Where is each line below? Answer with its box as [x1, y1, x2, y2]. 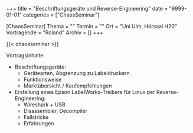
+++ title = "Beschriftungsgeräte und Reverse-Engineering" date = [6, 5, 168, 12]
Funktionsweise [23, 76, 62, 83]
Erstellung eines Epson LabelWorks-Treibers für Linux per [14, 89, 155, 95]
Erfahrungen [23, 120, 54, 126]
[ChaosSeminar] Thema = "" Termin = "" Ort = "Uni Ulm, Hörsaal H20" [6, 23, 178, 30]
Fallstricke [23, 113, 49, 121]
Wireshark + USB [23, 101, 66, 108]
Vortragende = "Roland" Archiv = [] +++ [6, 29, 104, 36]
